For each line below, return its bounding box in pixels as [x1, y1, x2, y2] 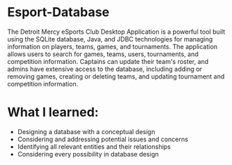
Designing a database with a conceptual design [17, 127, 155, 136]
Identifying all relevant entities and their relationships [17, 142, 171, 151]
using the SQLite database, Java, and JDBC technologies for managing [7, 34, 213, 43]
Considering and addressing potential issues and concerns [17, 135, 188, 143]
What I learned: [7, 105, 99, 120]
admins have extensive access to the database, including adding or [7, 65, 202, 73]
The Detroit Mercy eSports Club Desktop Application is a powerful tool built [7, 27, 226, 36]
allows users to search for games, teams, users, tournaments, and [7, 50, 199, 58]
